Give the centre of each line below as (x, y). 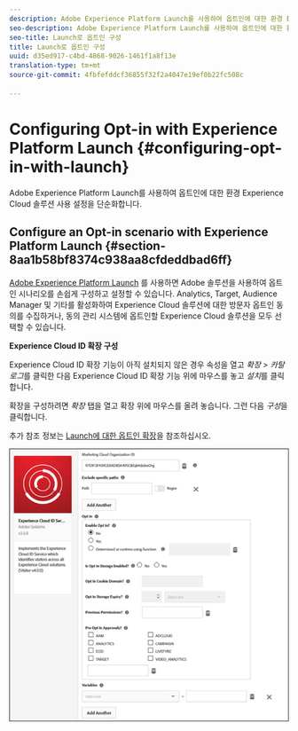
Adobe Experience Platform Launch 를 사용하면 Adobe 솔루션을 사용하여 (138, 282)
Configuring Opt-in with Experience (143, 129)
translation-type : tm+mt (55, 66)
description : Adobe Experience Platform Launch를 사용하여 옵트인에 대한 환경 (146, 19)
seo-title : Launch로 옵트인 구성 (65, 37)
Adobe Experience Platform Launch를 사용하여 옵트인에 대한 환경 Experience (146, 193)
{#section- (136, 246)
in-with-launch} (70, 166)
